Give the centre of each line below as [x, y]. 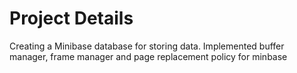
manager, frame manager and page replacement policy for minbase [148, 56]
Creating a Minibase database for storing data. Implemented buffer [147, 46]
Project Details [71, 18]
